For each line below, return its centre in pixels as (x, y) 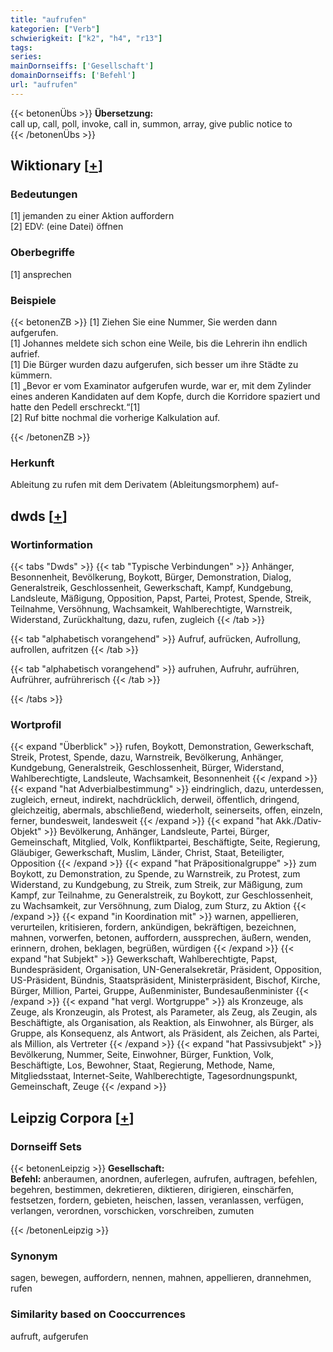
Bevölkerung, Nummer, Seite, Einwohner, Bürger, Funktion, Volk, (142, 1055)
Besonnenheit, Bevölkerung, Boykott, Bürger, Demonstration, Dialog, (151, 577)
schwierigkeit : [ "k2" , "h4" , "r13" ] (86, 38)
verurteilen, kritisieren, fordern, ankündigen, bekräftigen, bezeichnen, (153, 927)
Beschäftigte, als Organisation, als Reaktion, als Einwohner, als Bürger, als (162, 1023)
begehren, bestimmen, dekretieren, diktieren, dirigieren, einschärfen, (152, 1189)
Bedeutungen (44, 194)
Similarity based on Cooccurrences (98, 1314)
